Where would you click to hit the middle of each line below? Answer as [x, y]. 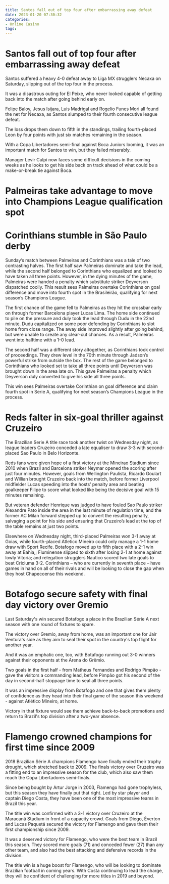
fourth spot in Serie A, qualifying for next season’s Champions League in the [84, 392]
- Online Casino [22, 24]
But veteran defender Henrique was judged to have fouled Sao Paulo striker [84, 505]
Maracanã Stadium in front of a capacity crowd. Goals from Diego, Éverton [83, 819]
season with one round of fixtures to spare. [50, 625]
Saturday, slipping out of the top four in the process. [59, 84]
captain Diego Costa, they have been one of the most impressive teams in [82, 798]
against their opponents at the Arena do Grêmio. [55, 660]
